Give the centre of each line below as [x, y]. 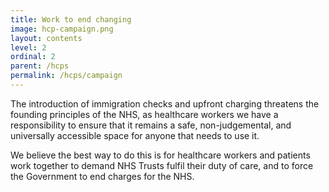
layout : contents [46, 38]
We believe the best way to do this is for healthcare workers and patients [160, 155]
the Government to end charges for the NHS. [102, 176]
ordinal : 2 [33, 57]
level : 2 [28, 47]
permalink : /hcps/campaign [66, 76]
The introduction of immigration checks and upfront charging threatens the [165, 103]
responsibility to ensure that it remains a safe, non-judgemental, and [151, 125]
